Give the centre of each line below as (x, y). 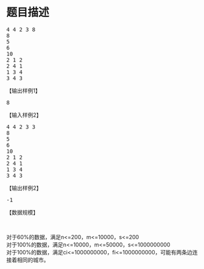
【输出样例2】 (24, 188)
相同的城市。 (33, 260)
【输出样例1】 (23, 90)
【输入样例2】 (24, 115)
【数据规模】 (22, 212)
